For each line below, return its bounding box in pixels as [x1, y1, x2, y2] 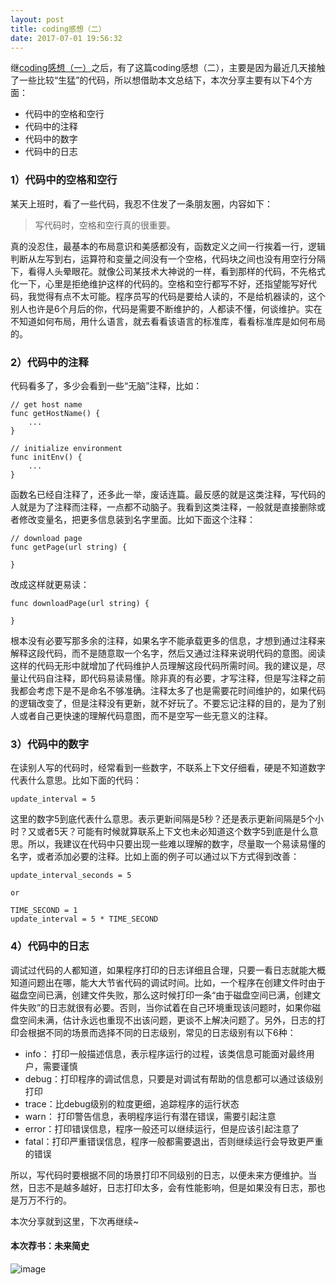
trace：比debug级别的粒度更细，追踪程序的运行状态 [24, 1097, 240, 1110]
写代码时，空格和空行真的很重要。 [34, 219, 176, 231]
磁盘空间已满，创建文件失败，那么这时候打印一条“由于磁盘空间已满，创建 [10, 989, 313, 1001]
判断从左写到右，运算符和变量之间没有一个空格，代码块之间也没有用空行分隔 [10, 252, 326, 265]
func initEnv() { [10, 452, 83, 462]
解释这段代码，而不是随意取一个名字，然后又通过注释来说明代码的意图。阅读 [10, 647, 326, 659]
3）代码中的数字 [10, 737, 90, 751]
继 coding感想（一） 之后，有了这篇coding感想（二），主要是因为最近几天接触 [10, 62, 326, 74]
